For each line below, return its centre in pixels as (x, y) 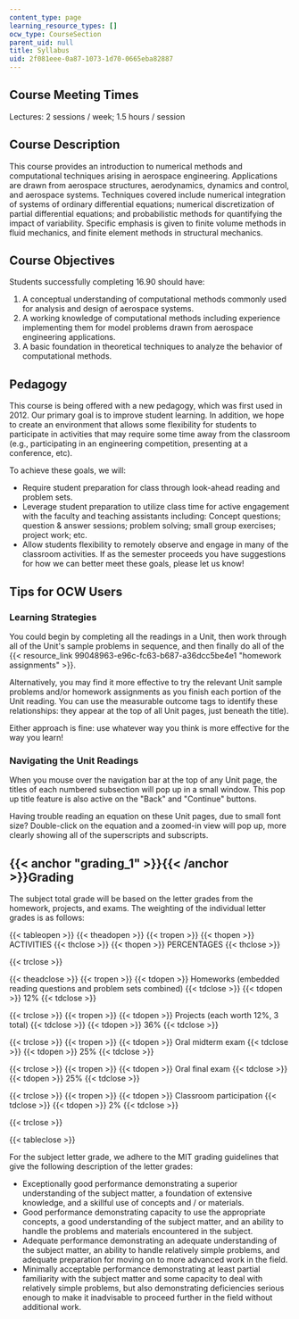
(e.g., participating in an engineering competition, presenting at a (129, 444)
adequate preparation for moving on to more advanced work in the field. (155, 1260)
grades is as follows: (47, 918)
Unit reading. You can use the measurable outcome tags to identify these (144, 701)
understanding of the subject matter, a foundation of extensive (137, 1193)
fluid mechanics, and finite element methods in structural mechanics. (136, 232)
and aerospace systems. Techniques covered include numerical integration (147, 195)
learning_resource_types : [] (63, 26)
